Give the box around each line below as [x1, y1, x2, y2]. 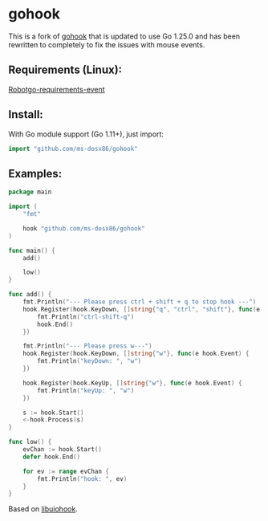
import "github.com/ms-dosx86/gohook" [8, 144, 138, 153]
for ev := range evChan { [22, 467, 110, 475]
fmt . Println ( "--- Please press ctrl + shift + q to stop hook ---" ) [22, 298, 257, 306]
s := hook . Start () [22, 409, 84, 417]
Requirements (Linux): [8, 63, 123, 77]
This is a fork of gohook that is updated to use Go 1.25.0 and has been [8, 31, 241, 41]
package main [8, 188, 52, 197]
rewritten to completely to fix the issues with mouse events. [8, 39, 205, 49]
